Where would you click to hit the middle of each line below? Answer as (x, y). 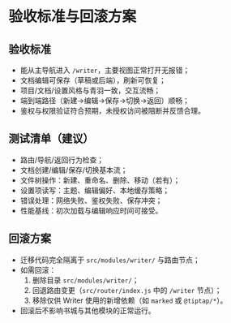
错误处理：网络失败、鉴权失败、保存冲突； (91, 200)
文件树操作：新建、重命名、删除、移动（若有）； (100, 180)
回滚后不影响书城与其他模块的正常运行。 (88, 310)
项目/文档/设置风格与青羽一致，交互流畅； (90, 90)
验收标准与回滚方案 (73, 17)
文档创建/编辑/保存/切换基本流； (74, 170)
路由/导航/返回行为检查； (62, 160)
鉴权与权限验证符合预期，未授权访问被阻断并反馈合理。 (112, 111)
